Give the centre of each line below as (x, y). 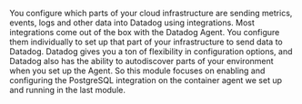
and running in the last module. (67, 90)
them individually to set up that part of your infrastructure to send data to (146, 42)
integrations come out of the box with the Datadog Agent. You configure (145, 32)
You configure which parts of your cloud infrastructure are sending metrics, (151, 13)
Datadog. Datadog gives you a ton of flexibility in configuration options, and (151, 52)
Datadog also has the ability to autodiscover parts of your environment (142, 61)
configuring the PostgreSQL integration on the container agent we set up (146, 80)
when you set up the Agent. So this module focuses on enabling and (137, 71)
